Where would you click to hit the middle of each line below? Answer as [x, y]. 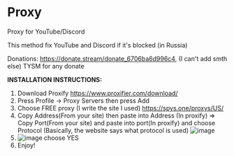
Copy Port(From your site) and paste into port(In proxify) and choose [116, 122]
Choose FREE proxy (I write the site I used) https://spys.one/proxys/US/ [120, 108]
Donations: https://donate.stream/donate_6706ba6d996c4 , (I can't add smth [117, 58]
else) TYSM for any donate [46, 66]
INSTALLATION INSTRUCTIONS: [55, 79]
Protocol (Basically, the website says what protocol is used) [103, 130]
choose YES [61, 138]
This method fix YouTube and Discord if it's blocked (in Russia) [97, 45]
